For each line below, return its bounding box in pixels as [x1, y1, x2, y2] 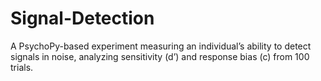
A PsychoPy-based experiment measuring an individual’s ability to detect [10, 40, 312, 52]
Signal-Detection [10, 7, 155, 30]
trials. [10, 61, 34, 73]
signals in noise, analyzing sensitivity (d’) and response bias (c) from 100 [10, 50, 310, 62]
